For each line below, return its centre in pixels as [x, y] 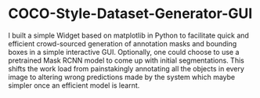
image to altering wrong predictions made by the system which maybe [122, 77]
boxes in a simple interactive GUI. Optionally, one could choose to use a [124, 52]
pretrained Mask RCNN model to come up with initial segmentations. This [126, 60]
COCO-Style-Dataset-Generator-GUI [130, 14]
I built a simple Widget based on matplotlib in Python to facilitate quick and [128, 35]
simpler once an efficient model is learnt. [74, 85]
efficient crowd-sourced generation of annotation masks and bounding [123, 43]
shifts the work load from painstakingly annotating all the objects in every [126, 68]
